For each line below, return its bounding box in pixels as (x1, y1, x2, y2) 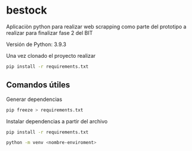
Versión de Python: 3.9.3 (6, 41, 66, 48)
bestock (6, 4, 47, 17)
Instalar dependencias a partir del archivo (6, 117, 108, 124)
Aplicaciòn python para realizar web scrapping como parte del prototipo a (6, 23, 187, 30)
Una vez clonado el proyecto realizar (6, 52, 96, 59)
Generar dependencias (6, 96, 62, 103)
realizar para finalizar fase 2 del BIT (6, 29, 93, 36)
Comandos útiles (6, 80, 71, 90)
